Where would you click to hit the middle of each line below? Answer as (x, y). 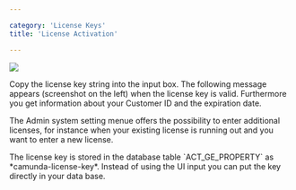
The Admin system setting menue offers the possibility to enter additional (145, 120)
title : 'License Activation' (64, 34)
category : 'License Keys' (57, 25)
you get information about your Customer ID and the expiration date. (135, 103)
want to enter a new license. (61, 139)
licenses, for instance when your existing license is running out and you (141, 130)
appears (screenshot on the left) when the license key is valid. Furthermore (148, 93)
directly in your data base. (57, 176)
